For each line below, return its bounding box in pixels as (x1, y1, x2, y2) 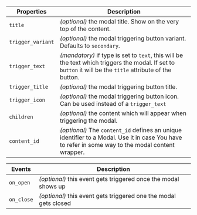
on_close (9, 196, 33, 203)
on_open (9, 179, 30, 186)
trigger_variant (9, 39, 55, 45)
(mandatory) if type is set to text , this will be (59, 51, 184, 59)
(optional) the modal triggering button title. (59, 83, 178, 90)
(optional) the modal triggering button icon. (59, 92, 179, 100)
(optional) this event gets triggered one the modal (39, 192, 176, 200)
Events (11, 165, 31, 173)
